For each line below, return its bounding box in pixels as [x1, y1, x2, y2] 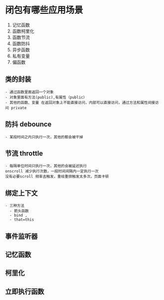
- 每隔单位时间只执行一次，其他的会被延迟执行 [5, 163, 87, 169]
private [11, 105, 27, 110]
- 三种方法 [5, 203, 25, 209]
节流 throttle [5, 149, 43, 157]
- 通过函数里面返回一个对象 [5, 89, 54, 94]
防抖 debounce [5, 120, 52, 129]
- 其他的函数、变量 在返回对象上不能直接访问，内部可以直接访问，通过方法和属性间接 [5, 100, 156, 105]
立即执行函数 [5, 287, 44, 296]
